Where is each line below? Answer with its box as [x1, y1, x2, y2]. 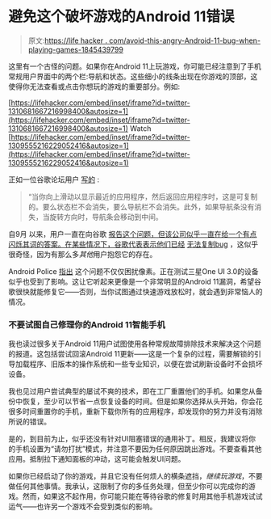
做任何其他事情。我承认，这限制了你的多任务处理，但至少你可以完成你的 [8, 482, 248, 492]
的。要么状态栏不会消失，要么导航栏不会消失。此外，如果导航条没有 [27, 201, 255, 211]
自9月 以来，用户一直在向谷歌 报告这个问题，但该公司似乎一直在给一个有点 [8, 229, 257, 238]
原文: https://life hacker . [27, 36, 107, 45]
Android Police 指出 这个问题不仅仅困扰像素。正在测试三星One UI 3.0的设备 [8, 266, 259, 276]
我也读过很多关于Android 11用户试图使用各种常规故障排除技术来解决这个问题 [8, 339, 262, 348]
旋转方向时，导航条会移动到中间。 [49, 212, 163, 222]
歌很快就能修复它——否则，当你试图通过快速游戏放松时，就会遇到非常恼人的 [8, 286, 263, 296]
